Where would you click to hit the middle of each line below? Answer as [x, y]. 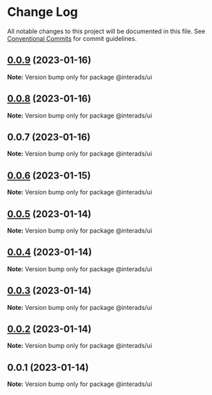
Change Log [42, 12]
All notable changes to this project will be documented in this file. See [106, 31]
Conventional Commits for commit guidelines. [72, 38]
